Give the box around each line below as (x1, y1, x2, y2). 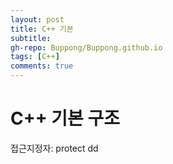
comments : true (10, 61, 74, 71)
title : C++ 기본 (10, 24, 74, 34)
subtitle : (10, 33, 52, 43)
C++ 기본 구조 (10, 107, 121, 130)
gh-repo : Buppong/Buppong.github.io (10, 42, 163, 53)
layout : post (10, 14, 65, 25)
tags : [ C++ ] (10, 52, 60, 62)
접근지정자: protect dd (10, 142, 99, 154)
